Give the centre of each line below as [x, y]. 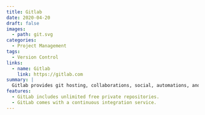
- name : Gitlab [31, 68]
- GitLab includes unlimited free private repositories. [86, 97]
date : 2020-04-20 [28, 18]
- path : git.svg [32, 35]
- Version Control [35, 57]
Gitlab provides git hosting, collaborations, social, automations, [101, 86]
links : [15, 63]
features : [19, 91]
